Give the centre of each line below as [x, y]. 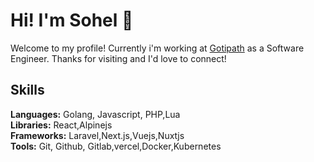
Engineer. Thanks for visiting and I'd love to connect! [118, 58]
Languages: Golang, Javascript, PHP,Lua [95, 114]
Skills [27, 90]
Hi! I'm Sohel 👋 [72, 20]
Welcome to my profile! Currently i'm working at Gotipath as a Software [157, 48]
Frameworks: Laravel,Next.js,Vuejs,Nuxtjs [97, 135]
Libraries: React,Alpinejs [61, 125]
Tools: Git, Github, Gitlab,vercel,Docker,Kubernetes [116, 146]
